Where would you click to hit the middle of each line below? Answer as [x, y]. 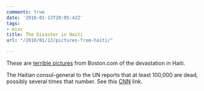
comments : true [26, 12]
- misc [15, 29]
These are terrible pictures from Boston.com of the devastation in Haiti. [96, 63]
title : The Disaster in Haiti [45, 35]
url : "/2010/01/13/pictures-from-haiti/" [60, 40]
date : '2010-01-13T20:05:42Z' [45, 18]
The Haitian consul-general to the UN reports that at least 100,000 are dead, [102, 75]
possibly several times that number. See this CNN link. [75, 81]
